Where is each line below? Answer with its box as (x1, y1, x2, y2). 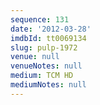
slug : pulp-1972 (10, 42, 78, 53)
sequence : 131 (10, 14, 70, 25)
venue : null (10, 52, 60, 62)
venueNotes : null (10, 61, 83, 71)
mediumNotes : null (10, 80, 87, 90)
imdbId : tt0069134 (10, 33, 87, 43)
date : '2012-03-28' (10, 24, 92, 34)
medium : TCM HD (10, 71, 74, 81)
